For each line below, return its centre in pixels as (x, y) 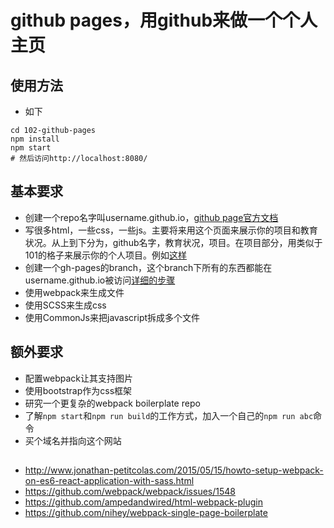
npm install (35, 139)
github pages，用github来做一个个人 (164, 20)
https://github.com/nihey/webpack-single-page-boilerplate (146, 513)
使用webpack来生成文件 (74, 292)
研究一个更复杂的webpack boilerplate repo (112, 403)
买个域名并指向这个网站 (73, 440)
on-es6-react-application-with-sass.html (109, 481)
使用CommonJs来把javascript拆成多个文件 (112, 317)
